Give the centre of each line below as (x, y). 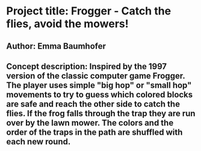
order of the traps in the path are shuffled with (94, 132)
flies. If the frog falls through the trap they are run (101, 113)
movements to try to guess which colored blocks (100, 94)
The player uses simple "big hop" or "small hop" (99, 85)
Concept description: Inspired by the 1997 (87, 66)
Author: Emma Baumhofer (56, 46)
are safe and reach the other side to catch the (93, 104)
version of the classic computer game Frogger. (96, 75)
